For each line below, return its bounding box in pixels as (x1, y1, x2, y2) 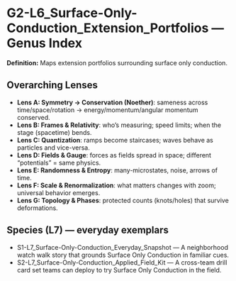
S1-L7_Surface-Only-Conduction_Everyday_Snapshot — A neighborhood (16, 243, 228, 251)
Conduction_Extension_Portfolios (6, 20, 209, 36)
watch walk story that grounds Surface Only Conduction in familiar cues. (16, 250, 230, 259)
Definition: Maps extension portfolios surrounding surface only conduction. (6, 58, 228, 67)
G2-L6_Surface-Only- (6, 5, 137, 21)
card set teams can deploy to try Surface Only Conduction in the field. (16, 265, 222, 274)
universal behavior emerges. (16, 188, 101, 197)
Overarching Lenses (6, 79, 99, 92)
